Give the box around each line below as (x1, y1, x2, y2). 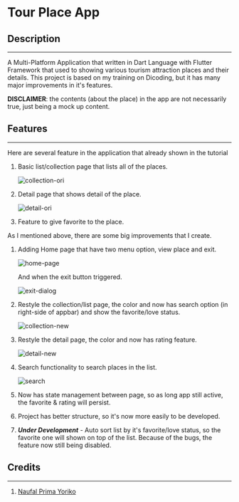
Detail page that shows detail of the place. (17, 189, 142, 198)
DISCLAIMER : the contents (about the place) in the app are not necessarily (7, 95, 227, 103)
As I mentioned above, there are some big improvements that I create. (7, 231, 212, 239)
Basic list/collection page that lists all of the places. (17, 162, 169, 171)
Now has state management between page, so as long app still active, (17, 390, 223, 399)
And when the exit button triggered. (17, 272, 122, 281)
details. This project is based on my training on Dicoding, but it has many (7, 73, 221, 82)
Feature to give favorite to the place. (17, 217, 124, 226)
